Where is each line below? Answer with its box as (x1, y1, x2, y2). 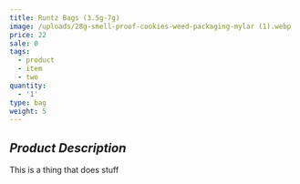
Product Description (9, 140, 127, 156)
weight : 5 (9, 107, 47, 116)
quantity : (9, 81, 47, 90)
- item (17, 65, 43, 74)
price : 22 (9, 30, 47, 39)
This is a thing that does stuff (9, 165, 119, 176)
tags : (9, 47, 30, 56)
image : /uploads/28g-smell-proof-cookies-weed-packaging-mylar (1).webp (9, 22, 292, 31)
